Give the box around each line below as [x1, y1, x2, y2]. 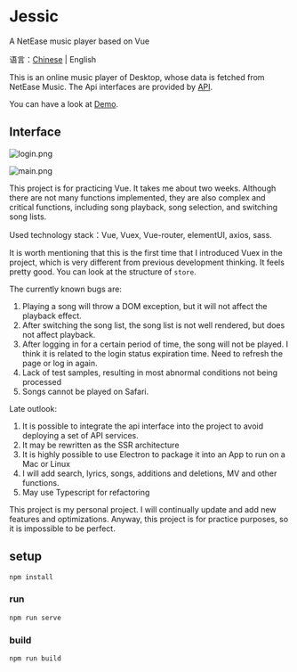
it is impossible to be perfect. [9, 523, 116, 534]
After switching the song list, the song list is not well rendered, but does [21, 319, 285, 331]
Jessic [9, 6, 60, 27]
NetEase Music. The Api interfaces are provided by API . [9, 81, 213, 92]
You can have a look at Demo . [9, 98, 118, 109]
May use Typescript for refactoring [21, 487, 150, 497]
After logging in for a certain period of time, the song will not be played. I [21, 339, 289, 349]
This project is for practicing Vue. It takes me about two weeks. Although [9, 183, 277, 193]
